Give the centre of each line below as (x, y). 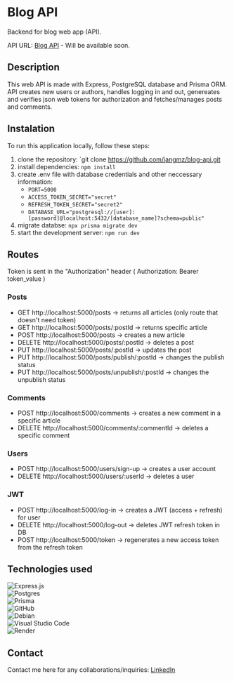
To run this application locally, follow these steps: (78, 145)
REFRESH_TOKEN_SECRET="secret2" (75, 204)
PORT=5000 (43, 190)
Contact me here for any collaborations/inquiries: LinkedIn (91, 670)
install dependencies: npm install (66, 166)
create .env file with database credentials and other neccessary (110, 174)
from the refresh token (50, 547)
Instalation (31, 129)
